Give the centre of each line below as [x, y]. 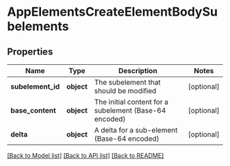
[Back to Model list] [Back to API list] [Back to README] [86, 155]
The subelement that [127, 82]
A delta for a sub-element [136, 130]
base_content [33, 110]
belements [38, 26]
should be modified [125, 91]
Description [138, 71]
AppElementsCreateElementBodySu [112, 12]
